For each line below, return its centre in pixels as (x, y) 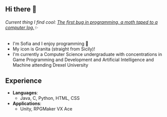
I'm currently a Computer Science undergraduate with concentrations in (87, 54)
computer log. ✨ (22, 27)
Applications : (27, 103)
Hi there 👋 (21, 9)
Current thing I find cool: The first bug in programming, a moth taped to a (81, 22)
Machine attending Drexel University (50, 65)
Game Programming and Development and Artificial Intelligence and (83, 60)
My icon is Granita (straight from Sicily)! (54, 49)
